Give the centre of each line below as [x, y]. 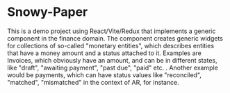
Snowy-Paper [48, 12]
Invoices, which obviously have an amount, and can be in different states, [112, 60]
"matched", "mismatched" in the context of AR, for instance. [93, 82]
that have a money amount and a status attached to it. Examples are [104, 53]
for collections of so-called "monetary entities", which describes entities [110, 45]
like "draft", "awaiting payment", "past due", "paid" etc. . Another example [113, 68]
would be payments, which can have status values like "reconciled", [104, 75]
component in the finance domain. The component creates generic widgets [115, 38]
